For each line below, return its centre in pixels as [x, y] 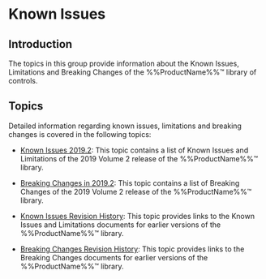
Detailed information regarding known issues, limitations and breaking [125, 126]
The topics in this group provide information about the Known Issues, [124, 63]
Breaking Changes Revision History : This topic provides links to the [132, 249]
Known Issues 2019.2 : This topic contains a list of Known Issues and [134, 150]
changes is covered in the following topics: [80, 134]
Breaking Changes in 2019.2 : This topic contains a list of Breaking [130, 182]
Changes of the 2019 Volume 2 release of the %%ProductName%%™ [136, 191]
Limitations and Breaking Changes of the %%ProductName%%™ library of [133, 72]
